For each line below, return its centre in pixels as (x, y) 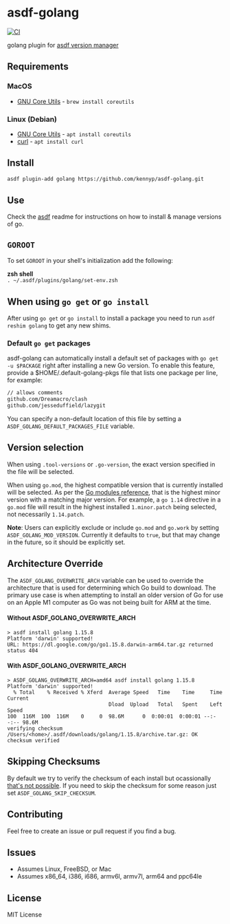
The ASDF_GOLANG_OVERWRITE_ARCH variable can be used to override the (105, 580)
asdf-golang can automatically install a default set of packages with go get (113, 358)
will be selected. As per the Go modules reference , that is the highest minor (114, 492)
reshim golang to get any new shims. (59, 325)
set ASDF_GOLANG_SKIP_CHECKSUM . (52, 793)
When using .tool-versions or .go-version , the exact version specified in (111, 464)
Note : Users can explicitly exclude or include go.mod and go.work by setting (113, 527)
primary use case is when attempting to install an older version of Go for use (115, 595)
